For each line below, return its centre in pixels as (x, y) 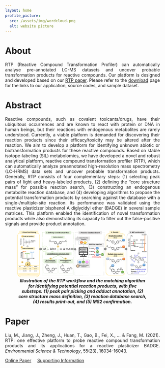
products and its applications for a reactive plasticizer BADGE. (82, 345)
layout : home (18, 10)
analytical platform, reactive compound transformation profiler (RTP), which (82, 161)
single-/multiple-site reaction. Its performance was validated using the (82, 203)
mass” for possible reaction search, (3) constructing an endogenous (82, 187)
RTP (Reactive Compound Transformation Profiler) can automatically (82, 65)
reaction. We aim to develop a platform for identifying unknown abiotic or (82, 145)
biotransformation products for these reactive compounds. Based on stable (82, 151)
